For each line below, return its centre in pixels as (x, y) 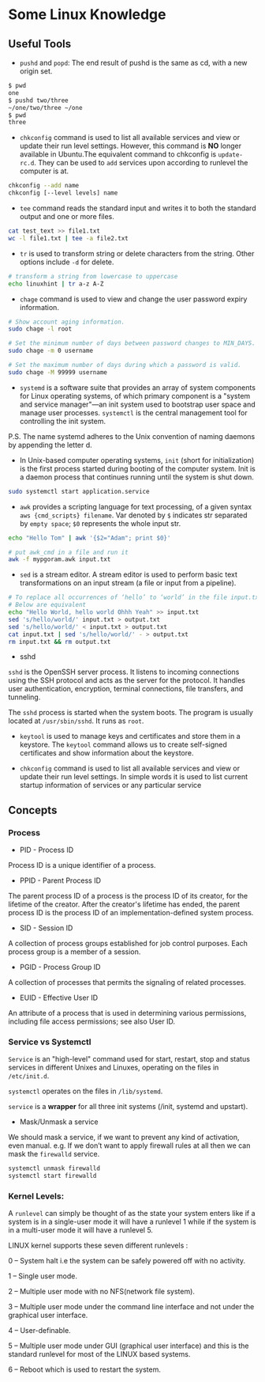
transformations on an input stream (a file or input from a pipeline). (128, 583)
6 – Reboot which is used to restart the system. (85, 1369)
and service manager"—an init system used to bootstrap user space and (138, 404)
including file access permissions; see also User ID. (92, 1021)
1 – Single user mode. (43, 1276)
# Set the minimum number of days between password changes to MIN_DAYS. (132, 343)
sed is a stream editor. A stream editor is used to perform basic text (129, 574)
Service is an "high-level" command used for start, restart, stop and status (129, 1059)
